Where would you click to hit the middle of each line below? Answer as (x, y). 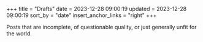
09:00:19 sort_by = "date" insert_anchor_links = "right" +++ (82, 15)
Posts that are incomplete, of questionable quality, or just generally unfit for (101, 27)
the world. (19, 33)
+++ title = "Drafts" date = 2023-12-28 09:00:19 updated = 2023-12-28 (97, 9)
